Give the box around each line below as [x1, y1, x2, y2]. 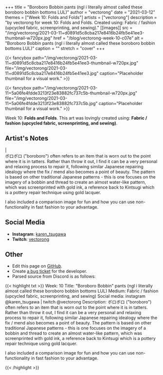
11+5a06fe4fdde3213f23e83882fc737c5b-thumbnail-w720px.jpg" [5, 90, 138, 96]
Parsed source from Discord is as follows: [12, 273, 96, 279]
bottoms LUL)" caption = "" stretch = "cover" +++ [5, 46, 105, 51]
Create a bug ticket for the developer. [12, 268, 88, 274]
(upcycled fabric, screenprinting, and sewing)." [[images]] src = [5, 25, 133, 31]
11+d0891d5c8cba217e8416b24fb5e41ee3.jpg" [5, 71, 99, 76]
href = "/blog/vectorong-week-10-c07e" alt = [53, 35, 144, 41]
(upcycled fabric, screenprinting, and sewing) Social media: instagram [5, 293, 146, 299]
